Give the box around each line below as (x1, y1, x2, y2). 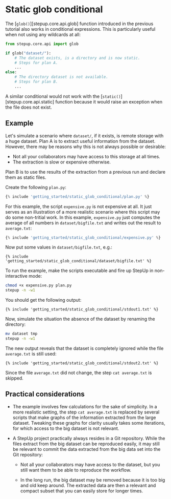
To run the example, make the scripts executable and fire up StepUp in (5, 267, 154, 274)
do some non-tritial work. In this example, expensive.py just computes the (5, 214, 160, 220)
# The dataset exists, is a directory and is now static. (14, 55, 140, 60)
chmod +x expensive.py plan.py (5, 283, 72, 288)
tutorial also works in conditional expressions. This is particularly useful (5, 26, 156, 32)
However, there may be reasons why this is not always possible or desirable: (5, 143, 166, 150)
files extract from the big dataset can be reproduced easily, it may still (12, 441, 160, 447)
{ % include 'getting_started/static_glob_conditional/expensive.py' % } (5, 235, 161, 240)
